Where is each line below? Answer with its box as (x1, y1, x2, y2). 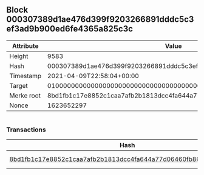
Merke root (9, 91, 41, 99)
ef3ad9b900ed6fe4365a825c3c (6, 24, 134, 34)
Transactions (6, 125, 47, 134)
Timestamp (9, 71, 42, 80)
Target (9, 81, 29, 90)
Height (9, 51, 29, 60)
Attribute (12, 42, 39, 50)
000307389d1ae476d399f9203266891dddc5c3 (6, 15, 194, 25)
